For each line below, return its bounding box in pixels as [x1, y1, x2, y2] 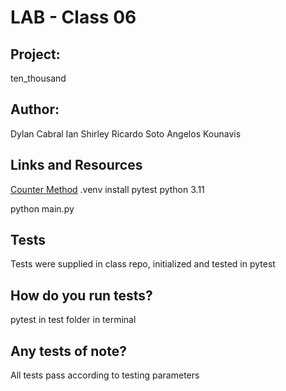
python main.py [10, 202, 75, 215]
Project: [10, 46, 61, 63]
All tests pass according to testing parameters [10, 369, 200, 381]
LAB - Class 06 [10, 6, 137, 29]
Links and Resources [10, 157, 143, 174]
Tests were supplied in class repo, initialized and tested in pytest [10, 258, 276, 270]
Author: [10, 101, 60, 118]
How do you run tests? [10, 287, 153, 304]
